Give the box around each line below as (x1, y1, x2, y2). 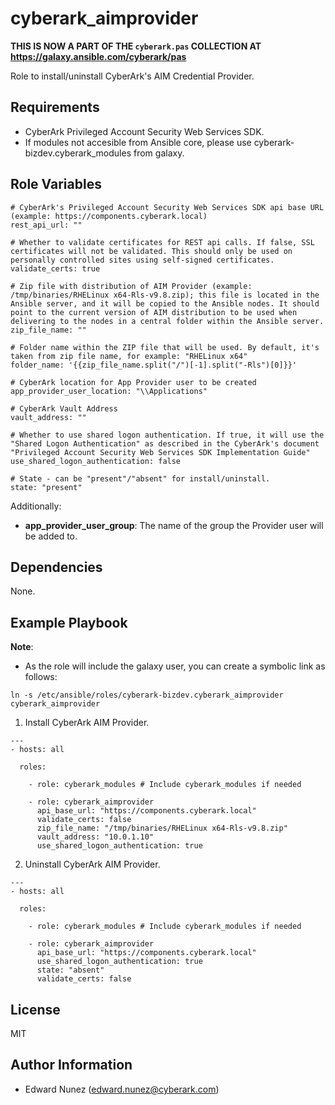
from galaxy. (133, 147, 185, 159)
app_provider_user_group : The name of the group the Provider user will (24, 519, 324, 531)
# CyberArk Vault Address (10, 403, 118, 414)
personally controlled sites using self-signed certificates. (10, 255, 275, 265)
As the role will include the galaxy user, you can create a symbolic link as (24, 660, 326, 672)
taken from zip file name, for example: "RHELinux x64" (10, 351, 248, 361)
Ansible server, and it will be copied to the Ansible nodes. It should (10, 298, 320, 309)
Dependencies (10, 558, 103, 576)
